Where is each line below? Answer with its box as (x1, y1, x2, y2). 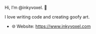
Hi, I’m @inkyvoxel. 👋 (4, 5, 47, 10)
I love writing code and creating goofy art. (4, 14, 90, 19)
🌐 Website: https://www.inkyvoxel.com (11, 23, 91, 29)
